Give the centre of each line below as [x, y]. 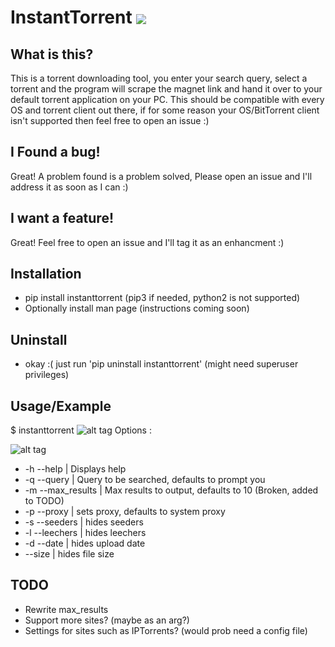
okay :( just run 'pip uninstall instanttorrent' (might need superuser [161, 364]
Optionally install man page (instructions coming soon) [137, 308]
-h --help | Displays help [75, 469]
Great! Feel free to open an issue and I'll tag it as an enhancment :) [147, 242]
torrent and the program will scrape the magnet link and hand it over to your [166, 89]
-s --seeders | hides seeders [84, 522]
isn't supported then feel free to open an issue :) [110, 120]
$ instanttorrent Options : [81, 430]
